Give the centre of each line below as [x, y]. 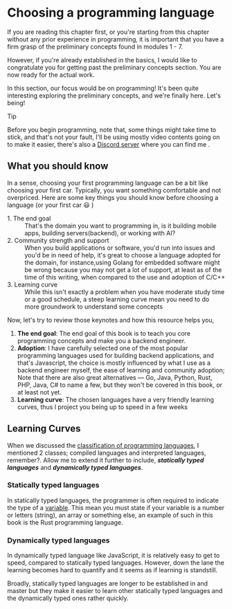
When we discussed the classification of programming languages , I [103, 445]
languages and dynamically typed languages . [75, 467]
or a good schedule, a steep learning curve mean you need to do [117, 299]
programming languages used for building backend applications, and [116, 355]
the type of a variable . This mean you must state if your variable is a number [116, 507]
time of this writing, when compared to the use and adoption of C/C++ [125, 277]
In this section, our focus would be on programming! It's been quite [103, 88]
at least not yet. [39, 392]
